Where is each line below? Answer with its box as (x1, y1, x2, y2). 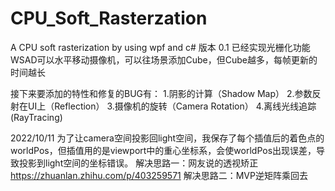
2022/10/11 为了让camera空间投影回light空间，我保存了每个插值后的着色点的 (10, 132, 325, 144)
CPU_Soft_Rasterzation (10, 7, 208, 30)
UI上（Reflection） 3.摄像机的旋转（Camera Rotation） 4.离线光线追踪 (27, 100, 317, 112)
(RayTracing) (10, 111, 63, 123)
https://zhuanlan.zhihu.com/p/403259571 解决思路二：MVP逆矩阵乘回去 (10, 169, 308, 181)
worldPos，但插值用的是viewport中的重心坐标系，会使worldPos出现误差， (10, 144, 317, 156)
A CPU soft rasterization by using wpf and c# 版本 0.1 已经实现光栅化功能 (10, 41, 311, 53)
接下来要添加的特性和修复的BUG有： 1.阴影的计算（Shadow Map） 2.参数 (10, 87, 313, 99)
